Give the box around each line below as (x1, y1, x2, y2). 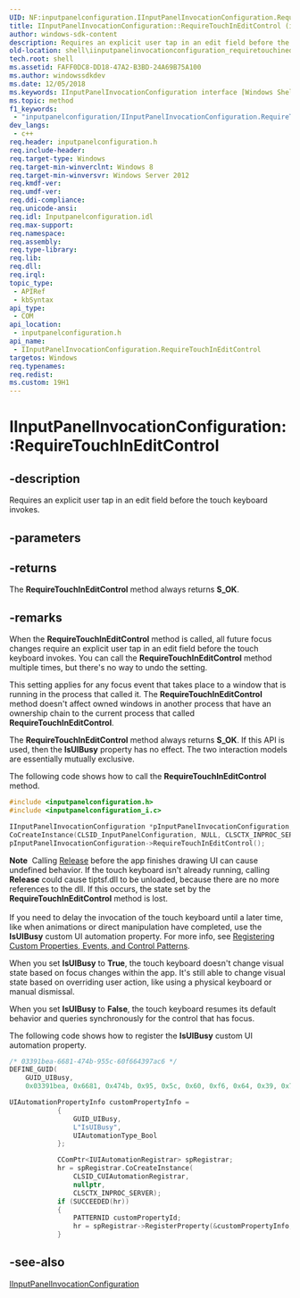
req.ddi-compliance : (9, 196, 87, 205)
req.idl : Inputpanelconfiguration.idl (9, 212, 154, 221)
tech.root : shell (9, 54, 74, 63)
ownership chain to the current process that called (9, 708, 195, 719)
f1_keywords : (9, 104, 58, 113)
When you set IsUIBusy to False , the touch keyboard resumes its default (9, 1003, 277, 1014)
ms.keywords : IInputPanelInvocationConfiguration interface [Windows (9, 87, 274, 96)
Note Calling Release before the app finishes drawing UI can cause (9, 854, 259, 866)
